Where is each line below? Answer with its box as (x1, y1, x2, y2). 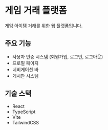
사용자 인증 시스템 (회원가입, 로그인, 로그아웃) (12, 53, 103, 59)
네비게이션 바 (12, 66, 39, 72)
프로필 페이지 (12, 60, 39, 66)
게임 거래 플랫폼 (5, 5, 67, 16)
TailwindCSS (12, 119, 39, 125)
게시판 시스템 (12, 73, 39, 79)
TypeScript (12, 109, 36, 115)
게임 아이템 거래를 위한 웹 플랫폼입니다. (5, 23, 83, 29)
